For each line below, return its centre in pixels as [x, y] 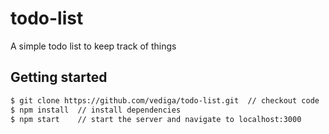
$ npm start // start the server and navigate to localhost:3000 [156, 119]
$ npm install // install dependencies [96, 110]
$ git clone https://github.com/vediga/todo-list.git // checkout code [165, 100]
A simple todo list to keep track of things [93, 46]
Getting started [59, 77]
